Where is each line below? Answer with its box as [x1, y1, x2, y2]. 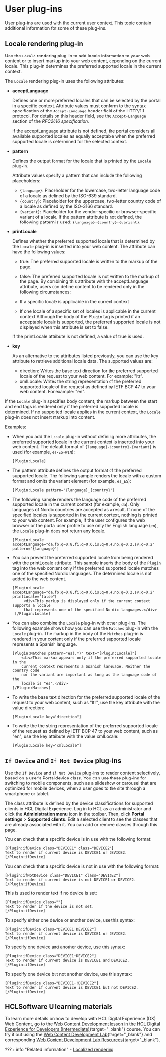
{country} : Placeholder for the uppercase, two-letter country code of [19, 198, 161, 204]
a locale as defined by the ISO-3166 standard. [19, 203, 113, 209]
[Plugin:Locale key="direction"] [12, 714, 82, 719]
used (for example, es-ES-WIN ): [12, 449, 75, 455]
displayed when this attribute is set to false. [19, 324, 109, 330]
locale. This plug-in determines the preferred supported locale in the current [5, 63, 161, 69]
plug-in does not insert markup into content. [5, 414, 96, 420]
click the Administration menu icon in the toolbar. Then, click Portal [5, 811, 145, 817]
